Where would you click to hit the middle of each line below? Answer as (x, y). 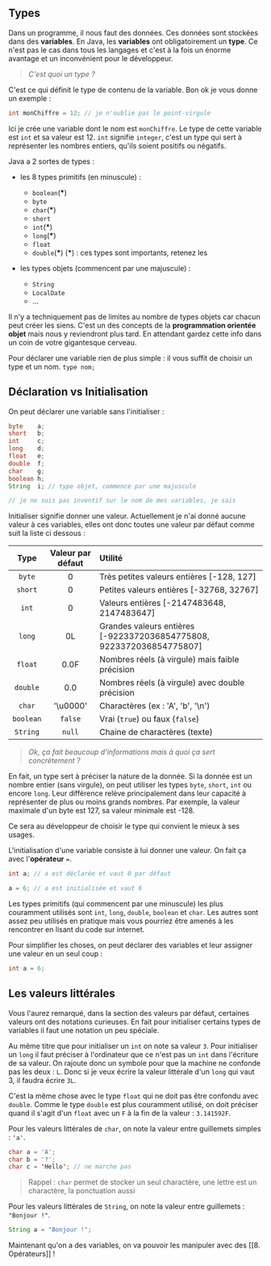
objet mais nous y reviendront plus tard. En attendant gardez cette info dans (135, 333)
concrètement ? (54, 761)
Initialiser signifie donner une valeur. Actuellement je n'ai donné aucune (127, 516)
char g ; (27, 471)
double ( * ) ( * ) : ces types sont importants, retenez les (120, 253)
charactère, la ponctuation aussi (81, 1191)
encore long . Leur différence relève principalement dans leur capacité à (127, 793)
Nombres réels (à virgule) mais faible (169, 659)
